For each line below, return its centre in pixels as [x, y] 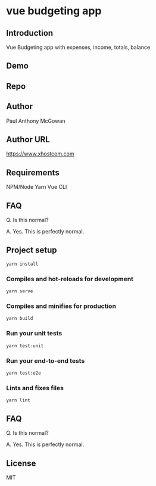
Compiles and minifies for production [61, 306]
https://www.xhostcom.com [40, 154]
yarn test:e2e [24, 373]
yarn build [20, 319]
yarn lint [18, 400]
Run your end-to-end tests [46, 360]
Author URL [28, 139]
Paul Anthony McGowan [36, 121]
